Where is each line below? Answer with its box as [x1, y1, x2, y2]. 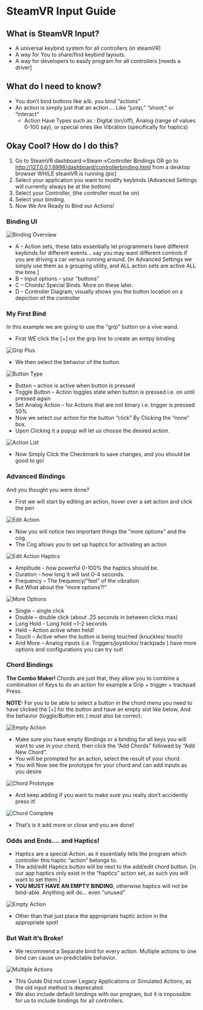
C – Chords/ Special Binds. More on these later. [15, 281, 133, 289]
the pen [15, 504, 35, 511]
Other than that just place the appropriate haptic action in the [15, 912, 168, 920]
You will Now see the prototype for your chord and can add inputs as [15, 761, 187, 769]
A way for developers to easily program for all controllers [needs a [15, 58, 181, 64]
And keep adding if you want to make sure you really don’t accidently [15, 791, 188, 798]
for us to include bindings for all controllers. [15, 997, 124, 1005]
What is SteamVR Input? [6, 29, 100, 39]
